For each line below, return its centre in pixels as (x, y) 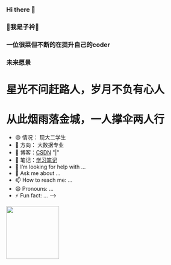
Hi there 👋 (21, 10)
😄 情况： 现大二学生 (40, 137)
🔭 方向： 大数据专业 (39, 145)
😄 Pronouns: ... (34, 188)
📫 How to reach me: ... (44, 180)
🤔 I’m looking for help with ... (50, 167)
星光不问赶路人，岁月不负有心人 (85, 89)
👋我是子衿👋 (23, 27)
